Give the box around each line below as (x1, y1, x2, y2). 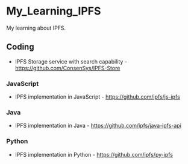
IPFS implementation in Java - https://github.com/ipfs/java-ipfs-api (14, 122, 182, 130)
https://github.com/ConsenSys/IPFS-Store (14, 64, 121, 71)
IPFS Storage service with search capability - (14, 57, 128, 65)
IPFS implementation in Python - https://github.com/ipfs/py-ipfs (14, 151, 174, 158)
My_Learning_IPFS (6, 4, 101, 18)
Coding (6, 42, 34, 52)
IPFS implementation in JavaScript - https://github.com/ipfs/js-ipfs (14, 93, 181, 100)
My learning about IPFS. (6, 24, 66, 31)
